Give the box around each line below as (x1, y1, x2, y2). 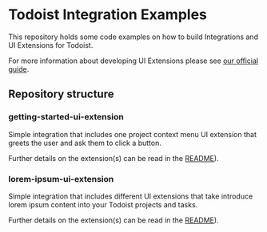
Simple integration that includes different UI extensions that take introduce (8, 191, 253, 201)
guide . (8, 64, 30, 73)
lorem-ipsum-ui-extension (8, 173, 114, 184)
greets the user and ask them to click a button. (8, 138, 161, 147)
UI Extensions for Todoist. (8, 40, 94, 49)
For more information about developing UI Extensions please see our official (8, 56, 258, 65)
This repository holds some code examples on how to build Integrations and (8, 32, 258, 41)
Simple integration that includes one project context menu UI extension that (8, 129, 257, 139)
